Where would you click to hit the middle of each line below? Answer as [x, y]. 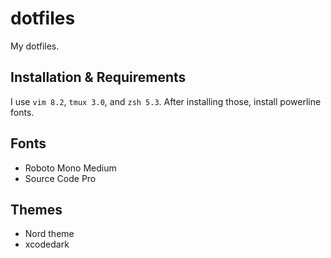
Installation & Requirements [98, 77]
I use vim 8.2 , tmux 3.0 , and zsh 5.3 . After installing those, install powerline [166, 101]
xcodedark [47, 244]
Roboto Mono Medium [70, 168]
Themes [36, 209]
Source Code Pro [60, 178]
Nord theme [49, 234]
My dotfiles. [35, 46]
